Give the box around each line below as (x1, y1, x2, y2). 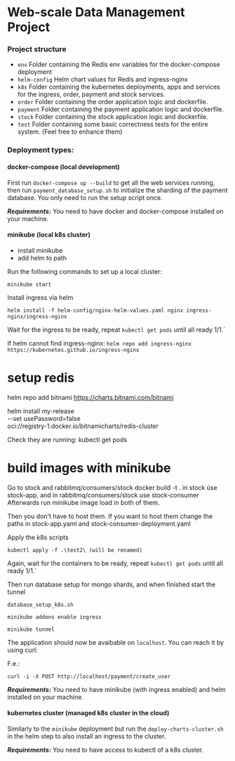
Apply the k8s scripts (7, 533, 69, 541)
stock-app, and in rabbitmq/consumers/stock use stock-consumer (7, 491, 199, 499)
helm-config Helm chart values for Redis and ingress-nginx (17, 75, 188, 84)
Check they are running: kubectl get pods (7, 435, 128, 444)
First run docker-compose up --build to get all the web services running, (7, 178, 215, 187)
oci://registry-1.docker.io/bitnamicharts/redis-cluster (7, 422, 159, 430)
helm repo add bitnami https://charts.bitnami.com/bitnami (7, 393, 174, 401)
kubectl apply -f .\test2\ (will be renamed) (7, 546, 142, 553)
